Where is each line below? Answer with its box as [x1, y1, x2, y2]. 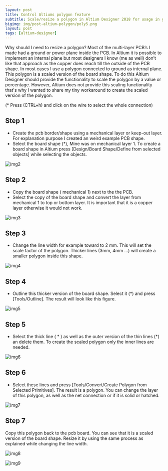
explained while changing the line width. [5, 440, 88, 446]
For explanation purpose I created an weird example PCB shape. [12, 135, 145, 141]
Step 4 [5, 277, 26, 286]
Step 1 [5, 116, 25, 125]
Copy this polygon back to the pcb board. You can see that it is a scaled [5, 430, 153, 436]
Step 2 [5, 176, 26, 184]
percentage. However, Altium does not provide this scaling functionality [5, 82, 152, 88]
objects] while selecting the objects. [12, 151, 87, 157]
